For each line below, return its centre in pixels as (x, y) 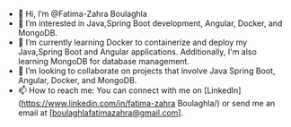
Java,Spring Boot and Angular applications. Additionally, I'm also (137, 52)
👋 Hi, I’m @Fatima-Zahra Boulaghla (83, 14)
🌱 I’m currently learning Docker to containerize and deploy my (132, 42)
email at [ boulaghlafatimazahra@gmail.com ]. (101, 113)
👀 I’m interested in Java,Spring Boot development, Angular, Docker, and (150, 23)
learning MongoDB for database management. (104, 61)
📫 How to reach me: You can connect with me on (110, 90)
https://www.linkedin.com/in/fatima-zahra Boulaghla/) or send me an (148, 103)
